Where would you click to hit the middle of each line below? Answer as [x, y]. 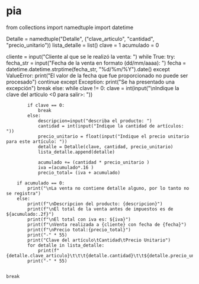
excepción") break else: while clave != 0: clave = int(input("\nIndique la [93, 88]
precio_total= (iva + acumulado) [79, 173]
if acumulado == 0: [41, 183]
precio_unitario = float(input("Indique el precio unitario [113, 136]
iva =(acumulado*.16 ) [66, 167]
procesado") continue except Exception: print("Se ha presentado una [90, 82]
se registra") [24, 193]
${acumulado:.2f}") [30, 214]
